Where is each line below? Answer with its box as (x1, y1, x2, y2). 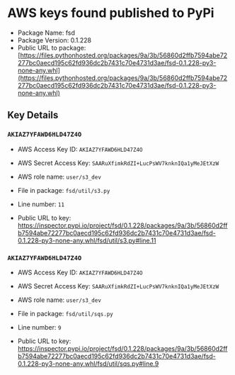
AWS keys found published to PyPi (7, 5, 214, 21)
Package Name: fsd (17, 28, 76, 37)
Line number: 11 (17, 200, 65, 208)
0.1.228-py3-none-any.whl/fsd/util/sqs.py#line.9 (17, 359, 159, 368)
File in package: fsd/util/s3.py (17, 186, 110, 194)
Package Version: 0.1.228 (17, 35, 92, 44)
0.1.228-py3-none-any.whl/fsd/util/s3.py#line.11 (17, 236, 156, 245)
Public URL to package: (17, 43, 86, 52)
